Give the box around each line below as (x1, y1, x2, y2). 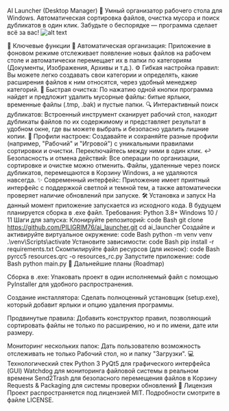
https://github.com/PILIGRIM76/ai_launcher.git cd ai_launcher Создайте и (7, 223, 215, 231)
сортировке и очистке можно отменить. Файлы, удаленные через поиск (7, 161, 221, 169)
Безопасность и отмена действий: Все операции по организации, (7, 154, 200, 162)
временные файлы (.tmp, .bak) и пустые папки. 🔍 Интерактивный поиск (7, 100, 219, 108)
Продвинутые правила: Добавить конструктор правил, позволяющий (7, 314, 211, 322)
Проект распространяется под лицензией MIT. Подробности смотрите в (7, 388, 221, 397)
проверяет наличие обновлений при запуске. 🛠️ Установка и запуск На (7, 191, 216, 199)
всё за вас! (7, 28, 40, 36)
